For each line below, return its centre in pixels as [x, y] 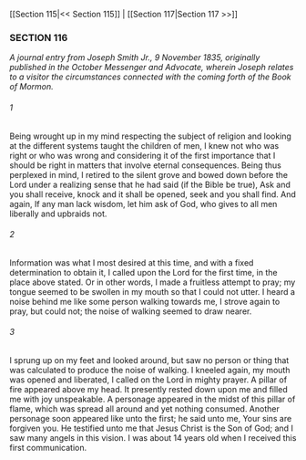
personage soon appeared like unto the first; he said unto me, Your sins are [151, 418]
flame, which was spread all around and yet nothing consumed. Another [144, 408]
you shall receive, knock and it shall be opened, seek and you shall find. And [153, 194]
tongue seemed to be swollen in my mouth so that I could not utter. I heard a [153, 291]
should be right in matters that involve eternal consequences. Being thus [146, 165]
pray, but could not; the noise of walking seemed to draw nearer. [131, 311]
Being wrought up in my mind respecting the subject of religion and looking [150, 136]
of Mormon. [32, 87]
